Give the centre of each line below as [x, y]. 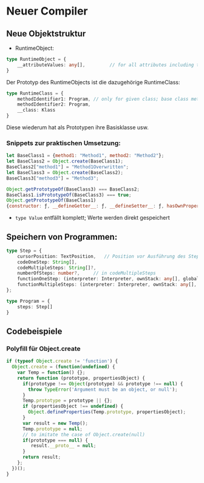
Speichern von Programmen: [62, 237]
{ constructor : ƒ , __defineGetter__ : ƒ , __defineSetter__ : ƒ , [85, 206]
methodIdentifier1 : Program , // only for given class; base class [103, 99]
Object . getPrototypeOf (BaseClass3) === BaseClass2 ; [73, 189]
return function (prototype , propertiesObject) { [81, 378]
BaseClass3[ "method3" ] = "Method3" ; [53, 178]
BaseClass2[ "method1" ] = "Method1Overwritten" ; [68, 167]
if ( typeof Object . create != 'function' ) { [62, 361]
